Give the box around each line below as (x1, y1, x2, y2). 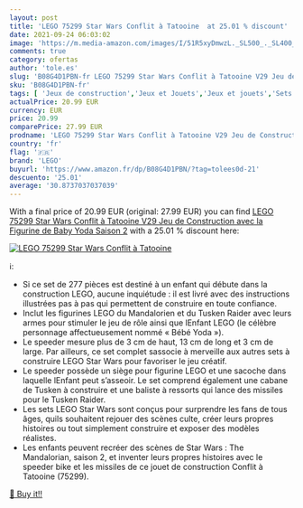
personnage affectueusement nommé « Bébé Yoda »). (22, 327, 225, 338)
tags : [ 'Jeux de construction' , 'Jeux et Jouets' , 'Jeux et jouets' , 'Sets (9, 89, 293, 98)
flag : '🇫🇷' (9, 147, 54, 156)
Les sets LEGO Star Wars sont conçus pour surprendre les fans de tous (22, 404, 288, 415)
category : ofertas (9, 55, 78, 64)
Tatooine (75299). (22, 471, 89, 482)
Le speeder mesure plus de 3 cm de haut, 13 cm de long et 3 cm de (22, 336, 273, 348)
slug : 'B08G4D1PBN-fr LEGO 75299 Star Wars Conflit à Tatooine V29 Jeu (9, 72, 284, 81)
